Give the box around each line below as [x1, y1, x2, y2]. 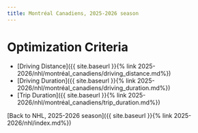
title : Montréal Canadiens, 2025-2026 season [7, 10, 139, 17]
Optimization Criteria [7, 39, 128, 55]
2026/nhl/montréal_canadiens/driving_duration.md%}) [16, 83, 171, 92]
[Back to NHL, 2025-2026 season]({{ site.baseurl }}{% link [7, 111, 173, 119]
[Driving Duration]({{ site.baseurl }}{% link [16, 76, 137, 85]
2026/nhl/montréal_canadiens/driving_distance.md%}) [16, 69, 171, 77]
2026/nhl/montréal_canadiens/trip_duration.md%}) [16, 98, 160, 106]
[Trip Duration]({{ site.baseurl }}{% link [16, 91, 127, 99]
